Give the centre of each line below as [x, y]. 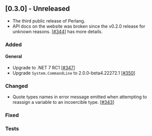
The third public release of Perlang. [49, 21]
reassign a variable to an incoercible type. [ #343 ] [63, 102]
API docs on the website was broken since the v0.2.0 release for [79, 26]
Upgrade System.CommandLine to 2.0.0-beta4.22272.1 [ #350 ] [74, 73]
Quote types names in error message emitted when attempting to [80, 97]
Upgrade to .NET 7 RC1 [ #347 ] [44, 67]
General [14, 56]
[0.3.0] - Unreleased [37, 9]
